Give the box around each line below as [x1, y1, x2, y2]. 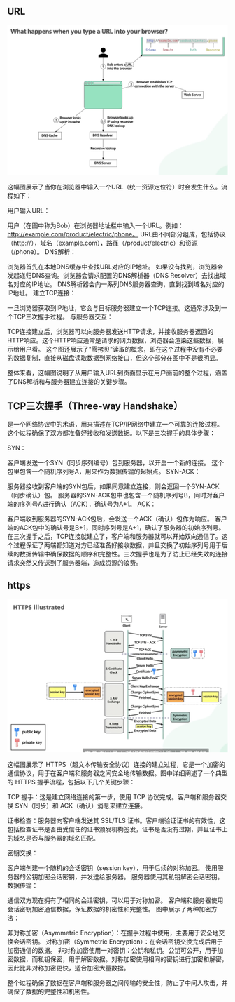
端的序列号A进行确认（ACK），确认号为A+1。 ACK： [7, 500, 157, 508]
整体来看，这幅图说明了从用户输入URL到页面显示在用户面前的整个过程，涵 [7, 368, 222, 378]
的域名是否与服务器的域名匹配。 [7, 834, 99, 843]
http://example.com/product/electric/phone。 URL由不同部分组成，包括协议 [7, 230, 226, 239]
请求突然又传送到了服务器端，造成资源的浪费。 [7, 559, 142, 567]
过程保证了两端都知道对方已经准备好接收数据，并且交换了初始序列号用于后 [13, 541, 228, 549]
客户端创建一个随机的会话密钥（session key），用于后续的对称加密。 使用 [7, 864, 218, 872]
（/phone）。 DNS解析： [7, 248, 77, 256]
